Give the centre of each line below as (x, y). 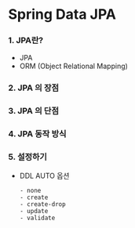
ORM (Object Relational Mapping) (73, 66)
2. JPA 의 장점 (34, 88)
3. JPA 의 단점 (33, 111)
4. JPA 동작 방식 (37, 134)
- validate (37, 218)
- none (30, 190)
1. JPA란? (26, 41)
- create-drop (42, 204)
